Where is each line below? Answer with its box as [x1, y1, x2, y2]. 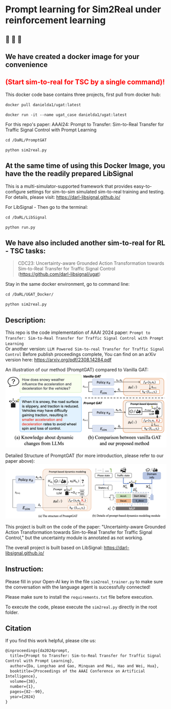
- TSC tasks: [5, 246, 46, 255]
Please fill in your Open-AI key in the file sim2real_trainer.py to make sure [5, 578, 163, 584]
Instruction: [5, 565, 44, 574]
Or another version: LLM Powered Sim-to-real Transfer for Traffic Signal [5, 346, 165, 352]
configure [5, 188, 26, 194]
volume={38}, [10, 679, 38, 684]
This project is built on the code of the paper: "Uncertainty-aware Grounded [5, 523, 166, 529]
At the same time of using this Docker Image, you [5, 162, 165, 170]
